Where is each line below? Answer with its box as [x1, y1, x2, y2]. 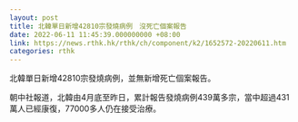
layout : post [9, 13, 59, 23]
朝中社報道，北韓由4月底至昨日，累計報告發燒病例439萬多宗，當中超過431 [9, 92, 290, 103]
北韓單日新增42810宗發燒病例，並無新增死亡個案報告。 [9, 73, 216, 84]
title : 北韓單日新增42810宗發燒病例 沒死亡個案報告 [9, 22, 187, 31]
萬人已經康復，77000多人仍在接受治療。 [9, 103, 162, 114]
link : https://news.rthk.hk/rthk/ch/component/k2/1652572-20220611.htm [9, 38, 286, 48]
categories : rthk [9, 47, 75, 56]
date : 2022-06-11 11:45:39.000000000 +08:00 [9, 30, 181, 39]
